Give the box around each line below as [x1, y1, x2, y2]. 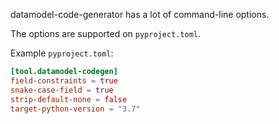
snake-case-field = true [10, 85, 114, 95]
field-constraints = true [10, 75, 118, 86]
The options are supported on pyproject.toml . [10, 28, 202, 39]
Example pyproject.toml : [10, 47, 114, 59]
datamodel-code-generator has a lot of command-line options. [10, 9, 270, 20]
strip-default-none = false [10, 94, 128, 104]
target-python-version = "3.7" [10, 104, 141, 114]
